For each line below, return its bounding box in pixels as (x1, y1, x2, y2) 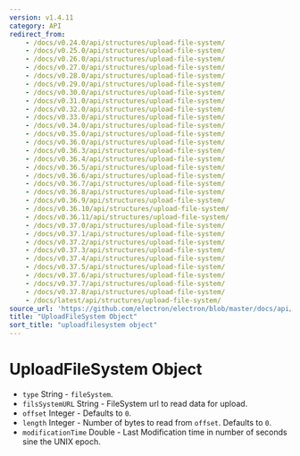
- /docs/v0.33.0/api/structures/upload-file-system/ (25, 113, 226, 122)
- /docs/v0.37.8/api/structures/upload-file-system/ (25, 287, 226, 296)
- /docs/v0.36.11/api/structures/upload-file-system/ (25, 212, 229, 222)
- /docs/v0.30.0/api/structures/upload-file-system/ (25, 88, 226, 97)
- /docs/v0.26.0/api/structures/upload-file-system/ (25, 55, 226, 63)
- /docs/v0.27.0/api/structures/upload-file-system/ (25, 63, 226, 72)
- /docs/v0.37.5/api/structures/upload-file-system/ (25, 263, 226, 272)
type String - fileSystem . (21, 388, 113, 399)
